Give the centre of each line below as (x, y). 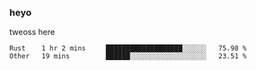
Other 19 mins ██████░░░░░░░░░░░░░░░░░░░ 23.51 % (128, 57)
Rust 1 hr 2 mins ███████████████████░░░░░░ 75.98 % (128, 48)
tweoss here (32, 32)
